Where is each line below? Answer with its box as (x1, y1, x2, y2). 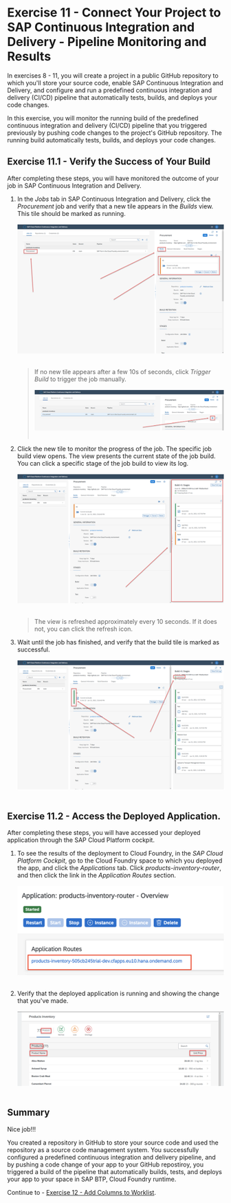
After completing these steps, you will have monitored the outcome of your (7, 174, 219, 182)
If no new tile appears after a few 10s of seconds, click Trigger (34, 367, 211, 376)
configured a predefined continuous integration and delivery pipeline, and (7, 1153, 217, 1161)
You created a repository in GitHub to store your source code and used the (7, 1138, 219, 1147)
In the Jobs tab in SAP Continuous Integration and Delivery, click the (16, 195, 211, 203)
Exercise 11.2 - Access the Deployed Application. (7, 810, 221, 822)
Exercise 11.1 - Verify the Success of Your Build (7, 156, 211, 168)
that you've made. (16, 997, 69, 1005)
